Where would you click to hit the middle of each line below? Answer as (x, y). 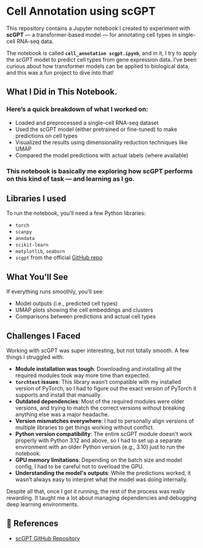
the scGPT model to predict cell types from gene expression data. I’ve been (102, 59)
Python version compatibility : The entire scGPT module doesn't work (104, 434)
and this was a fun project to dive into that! (60, 72)
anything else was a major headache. (62, 414)
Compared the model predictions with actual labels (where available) (102, 155)
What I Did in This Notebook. (62, 92)
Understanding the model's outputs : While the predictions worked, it (103, 473)
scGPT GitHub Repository (48, 538)
